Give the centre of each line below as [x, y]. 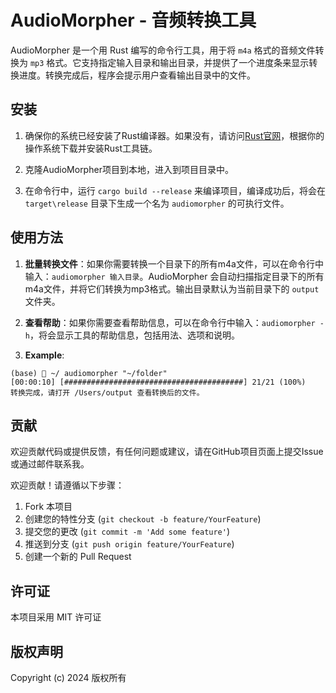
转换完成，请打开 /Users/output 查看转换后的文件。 [107, 392]
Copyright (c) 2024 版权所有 [68, 677]
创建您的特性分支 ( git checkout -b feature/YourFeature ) [143, 519]
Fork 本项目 [48, 507]
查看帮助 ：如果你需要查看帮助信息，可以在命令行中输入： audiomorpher [170, 322]
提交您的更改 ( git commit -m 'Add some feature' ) [127, 532]
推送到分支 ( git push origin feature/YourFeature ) [129, 544]
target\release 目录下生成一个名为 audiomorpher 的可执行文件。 [157, 203]
